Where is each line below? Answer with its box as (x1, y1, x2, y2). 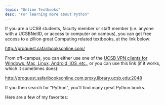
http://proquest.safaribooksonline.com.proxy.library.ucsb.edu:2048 (5, 75, 142, 81)
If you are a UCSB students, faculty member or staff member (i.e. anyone (5, 25, 154, 31)
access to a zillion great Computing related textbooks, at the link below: (5, 35, 151, 42)
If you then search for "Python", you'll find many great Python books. (5, 84, 146, 90)
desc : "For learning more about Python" (5, 12, 90, 17)
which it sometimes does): (5, 65, 59, 71)
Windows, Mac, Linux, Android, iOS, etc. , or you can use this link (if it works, (5, 60, 161, 66)
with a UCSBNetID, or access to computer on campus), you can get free (5, 31, 152, 36)
